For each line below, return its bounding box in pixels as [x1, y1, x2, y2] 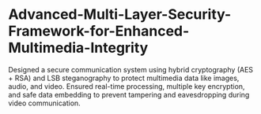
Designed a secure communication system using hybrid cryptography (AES [8, 64, 254, 74]
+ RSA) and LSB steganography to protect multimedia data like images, [8, 73, 240, 83]
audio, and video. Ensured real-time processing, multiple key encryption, [8, 81, 245, 91]
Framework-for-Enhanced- [8, 22, 190, 40]
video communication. [8, 98, 81, 108]
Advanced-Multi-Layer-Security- [8, 6, 232, 24]
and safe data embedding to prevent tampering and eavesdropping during [8, 90, 250, 99]
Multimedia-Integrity [8, 39, 149, 57]
